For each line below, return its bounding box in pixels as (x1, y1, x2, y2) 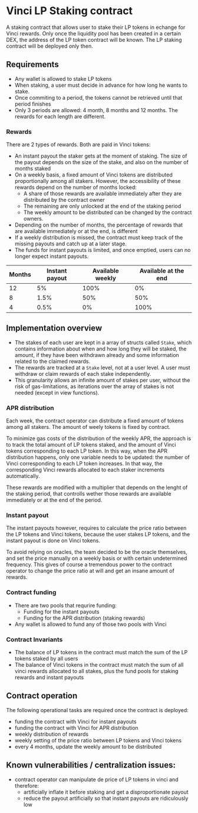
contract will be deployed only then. (6, 42, 93, 50)
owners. (23, 215, 44, 222)
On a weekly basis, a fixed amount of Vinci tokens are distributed (14, 171, 173, 178)
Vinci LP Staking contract (6, 4, 133, 18)
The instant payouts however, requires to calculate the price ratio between (6, 524, 187, 532)
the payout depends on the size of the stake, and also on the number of (14, 159, 189, 166)
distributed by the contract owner (23, 196, 105, 204)
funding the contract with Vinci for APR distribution (14, 724, 138, 731)
